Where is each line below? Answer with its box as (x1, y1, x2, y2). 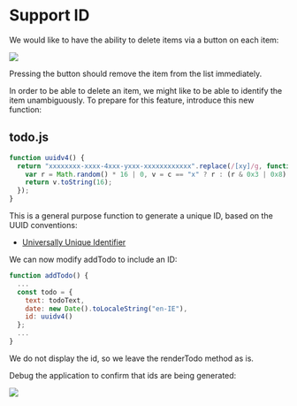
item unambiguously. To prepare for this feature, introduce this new (9, 95, 255, 105)
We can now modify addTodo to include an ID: (9, 254, 178, 264)
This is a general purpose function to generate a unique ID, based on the (9, 211, 274, 221)
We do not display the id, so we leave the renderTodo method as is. (9, 353, 255, 364)
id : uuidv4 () (25, 312, 73, 321)
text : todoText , (25, 295, 86, 305)
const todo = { (17, 287, 73, 296)
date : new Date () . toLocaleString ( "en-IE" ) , (25, 304, 188, 313)
